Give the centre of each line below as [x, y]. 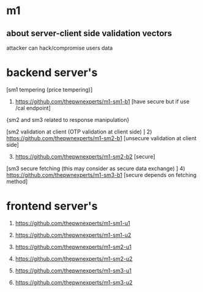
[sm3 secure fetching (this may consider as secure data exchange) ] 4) [96, 168]
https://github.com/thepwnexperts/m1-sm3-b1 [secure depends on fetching [102, 174]
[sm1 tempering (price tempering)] [50, 89]
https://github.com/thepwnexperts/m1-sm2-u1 [73, 247]
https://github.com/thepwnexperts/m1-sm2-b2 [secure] [85, 156]
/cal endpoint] [33, 108]
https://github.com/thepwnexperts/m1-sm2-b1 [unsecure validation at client [102, 138]
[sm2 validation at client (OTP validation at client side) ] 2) [79, 132]
